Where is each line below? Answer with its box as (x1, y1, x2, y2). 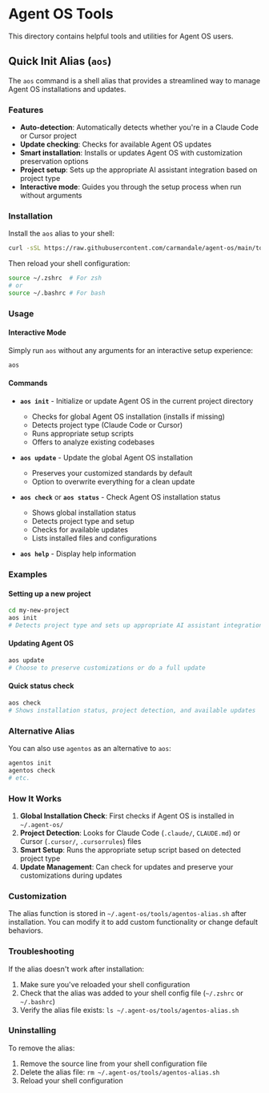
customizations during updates (19, 870, 122, 880)
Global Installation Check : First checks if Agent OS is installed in (19, 810, 235, 821)
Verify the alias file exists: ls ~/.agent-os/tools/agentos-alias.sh (19, 1005, 239, 1015)
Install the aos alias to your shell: (8, 229, 114, 239)
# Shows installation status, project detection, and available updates (8, 706, 256, 714)
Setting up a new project (8, 589, 91, 598)
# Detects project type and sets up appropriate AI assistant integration (8, 621, 263, 629)
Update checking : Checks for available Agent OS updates (19, 139, 212, 149)
